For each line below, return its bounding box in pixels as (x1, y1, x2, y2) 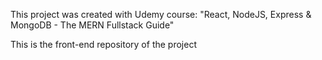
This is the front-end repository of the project (10, 39, 197, 50)
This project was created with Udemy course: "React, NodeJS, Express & (10, 9, 312, 20)
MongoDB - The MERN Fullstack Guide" (10, 19, 175, 31)
